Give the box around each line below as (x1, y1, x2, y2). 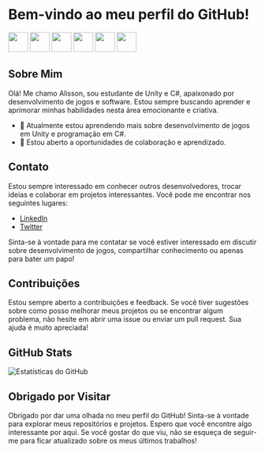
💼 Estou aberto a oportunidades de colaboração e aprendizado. (19, 137, 226, 147)
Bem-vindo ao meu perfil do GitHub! (8, 6, 250, 24)
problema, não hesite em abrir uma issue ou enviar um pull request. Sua (8, 315, 242, 324)
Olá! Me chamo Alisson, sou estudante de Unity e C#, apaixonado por (8, 89, 235, 98)
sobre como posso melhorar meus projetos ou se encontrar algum (8, 306, 223, 315)
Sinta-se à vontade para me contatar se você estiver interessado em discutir (8, 237, 257, 247)
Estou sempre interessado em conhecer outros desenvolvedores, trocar (8, 181, 242, 191)
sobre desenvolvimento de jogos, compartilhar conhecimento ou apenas (8, 245, 244, 255)
